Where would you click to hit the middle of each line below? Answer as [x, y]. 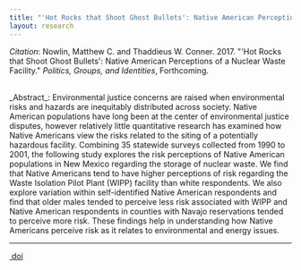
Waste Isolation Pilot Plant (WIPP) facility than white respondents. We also [146, 182]
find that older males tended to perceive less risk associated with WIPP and [149, 201]
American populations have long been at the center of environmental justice [149, 116]
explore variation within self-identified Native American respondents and [143, 192]
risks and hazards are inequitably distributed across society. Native [133, 106]
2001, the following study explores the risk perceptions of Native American [147, 154]
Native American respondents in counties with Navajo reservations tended [146, 211]
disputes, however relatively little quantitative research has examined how [146, 125]
